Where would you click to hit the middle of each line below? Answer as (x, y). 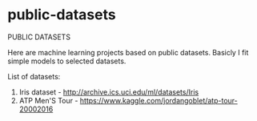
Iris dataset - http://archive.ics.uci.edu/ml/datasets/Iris (109, 92)
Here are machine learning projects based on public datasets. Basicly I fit (128, 52)
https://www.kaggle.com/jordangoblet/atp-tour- (159, 100)
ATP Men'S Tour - (48, 100)
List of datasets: (34, 76)
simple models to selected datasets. (67, 61)
